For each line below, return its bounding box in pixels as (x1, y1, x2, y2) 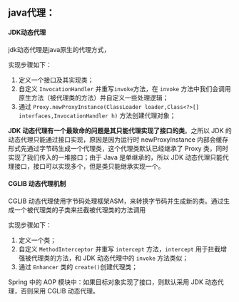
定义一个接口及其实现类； (18, 75, 94, 84)
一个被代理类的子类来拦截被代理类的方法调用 (14, 205, 146, 214)
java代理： (8, 6, 56, 19)
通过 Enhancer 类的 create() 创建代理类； (18, 262, 138, 271)
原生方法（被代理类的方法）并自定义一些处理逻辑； (18, 93, 169, 102)
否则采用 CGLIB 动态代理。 (20, 286, 99, 295)
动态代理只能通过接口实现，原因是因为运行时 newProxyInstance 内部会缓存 (8, 135, 229, 144)
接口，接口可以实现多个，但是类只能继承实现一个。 (14, 162, 165, 170)
